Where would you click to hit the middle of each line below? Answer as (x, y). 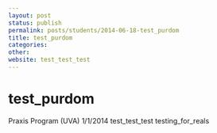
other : (19, 52)
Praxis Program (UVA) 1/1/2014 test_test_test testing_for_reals (109, 120)
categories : (28, 45)
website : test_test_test (49, 60)
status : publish (35, 23)
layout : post (30, 15)
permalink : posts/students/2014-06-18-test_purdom (94, 30)
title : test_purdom (41, 38)
